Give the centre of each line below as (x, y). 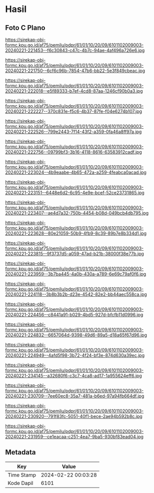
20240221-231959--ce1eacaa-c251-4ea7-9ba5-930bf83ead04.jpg (74, 437)
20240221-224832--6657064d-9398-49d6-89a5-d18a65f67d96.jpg (76, 335)
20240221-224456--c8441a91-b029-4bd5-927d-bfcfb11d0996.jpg (74, 315)
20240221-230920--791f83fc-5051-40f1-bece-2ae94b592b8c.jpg (74, 416)
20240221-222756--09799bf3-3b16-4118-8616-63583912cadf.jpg (74, 152)
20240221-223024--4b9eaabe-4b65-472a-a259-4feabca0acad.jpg (76, 172)
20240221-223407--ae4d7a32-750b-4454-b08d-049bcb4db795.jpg (77, 213)
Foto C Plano (25, 28)
